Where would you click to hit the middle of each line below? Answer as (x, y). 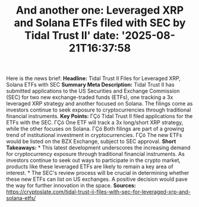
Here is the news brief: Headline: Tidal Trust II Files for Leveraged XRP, (94, 78)
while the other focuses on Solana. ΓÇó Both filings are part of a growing (95, 129)
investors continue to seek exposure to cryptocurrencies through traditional (99, 110)
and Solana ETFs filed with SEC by (100, 23)
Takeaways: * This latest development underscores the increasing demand (98, 148)
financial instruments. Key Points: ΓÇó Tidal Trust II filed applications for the (99, 116)
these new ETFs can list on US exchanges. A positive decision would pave (97, 179)
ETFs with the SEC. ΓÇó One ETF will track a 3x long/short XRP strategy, (95, 123)
